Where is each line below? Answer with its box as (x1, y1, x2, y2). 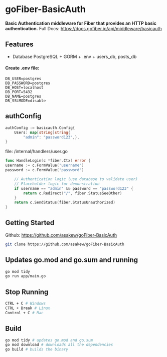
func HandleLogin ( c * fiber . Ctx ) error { (5, 158, 91, 163)
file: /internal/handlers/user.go (5, 149, 68, 155)
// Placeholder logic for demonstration (14, 181, 100, 186)
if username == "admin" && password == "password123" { (14, 186, 134, 191)
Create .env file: (5, 65, 40, 71)
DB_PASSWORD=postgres (5, 81, 51, 86)
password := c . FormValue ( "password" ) (5, 168, 84, 173)
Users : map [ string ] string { (14, 130, 71, 135)
